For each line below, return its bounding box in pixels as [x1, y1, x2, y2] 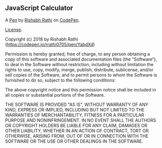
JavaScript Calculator [5, 4, 73, 12]
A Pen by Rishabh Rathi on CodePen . [5, 17, 80, 23]
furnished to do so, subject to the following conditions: [5, 77, 116, 83]
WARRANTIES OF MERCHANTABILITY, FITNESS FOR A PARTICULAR [5, 112, 144, 118]
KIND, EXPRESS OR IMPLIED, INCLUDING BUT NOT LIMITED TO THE [5, 107, 145, 112]
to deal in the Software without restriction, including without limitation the [5, 61, 154, 67]
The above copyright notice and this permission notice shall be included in [5, 86, 156, 93]
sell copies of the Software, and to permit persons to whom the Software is [5, 72, 158, 78]
